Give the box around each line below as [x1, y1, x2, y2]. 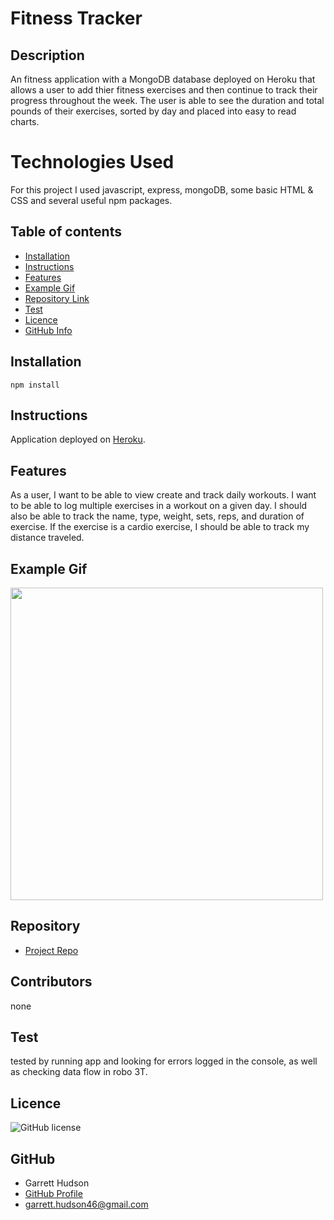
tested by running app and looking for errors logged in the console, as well [10, 1055, 318, 1067]
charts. [10, 116, 40, 127]
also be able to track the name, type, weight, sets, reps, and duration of [10, 510, 305, 522]
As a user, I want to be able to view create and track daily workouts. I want [10, 489, 317, 501]
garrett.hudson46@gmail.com [24, 1198, 149, 1211]
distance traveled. [10, 532, 85, 544]
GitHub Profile [24, 1188, 83, 1200]
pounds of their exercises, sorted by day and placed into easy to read [10, 105, 297, 117]
